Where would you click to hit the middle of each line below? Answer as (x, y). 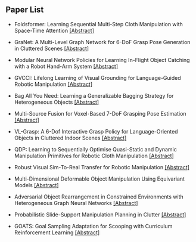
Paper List (25, 10)
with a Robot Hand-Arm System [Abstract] (66, 66)
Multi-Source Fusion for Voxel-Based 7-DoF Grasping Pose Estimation (100, 113)
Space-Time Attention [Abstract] (54, 30)
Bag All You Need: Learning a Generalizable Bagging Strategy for (94, 95)
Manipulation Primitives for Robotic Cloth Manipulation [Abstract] (94, 156)
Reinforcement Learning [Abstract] (57, 232)
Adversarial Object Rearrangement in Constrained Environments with (99, 197)
